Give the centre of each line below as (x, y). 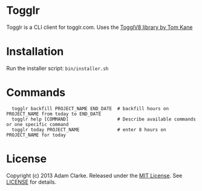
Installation (35, 52)
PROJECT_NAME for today (36, 135)
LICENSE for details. (31, 182)
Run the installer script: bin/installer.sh (57, 68)
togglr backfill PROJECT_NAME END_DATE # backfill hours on (90, 108)
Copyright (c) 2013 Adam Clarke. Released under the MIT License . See (94, 175)
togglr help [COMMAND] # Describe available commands (104, 119)
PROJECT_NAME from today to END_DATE (54, 114)
